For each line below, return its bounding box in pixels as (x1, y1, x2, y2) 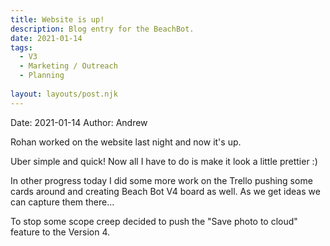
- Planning (19, 71, 65, 81)
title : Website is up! (10, 14, 105, 25)
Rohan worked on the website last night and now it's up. (10, 136, 242, 148)
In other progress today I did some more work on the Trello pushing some (10, 174, 313, 186)
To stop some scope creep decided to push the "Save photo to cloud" (10, 215, 298, 227)
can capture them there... (10, 196, 115, 208)
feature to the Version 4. (10, 226, 111, 238)
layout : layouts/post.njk (10, 89, 118, 99)
